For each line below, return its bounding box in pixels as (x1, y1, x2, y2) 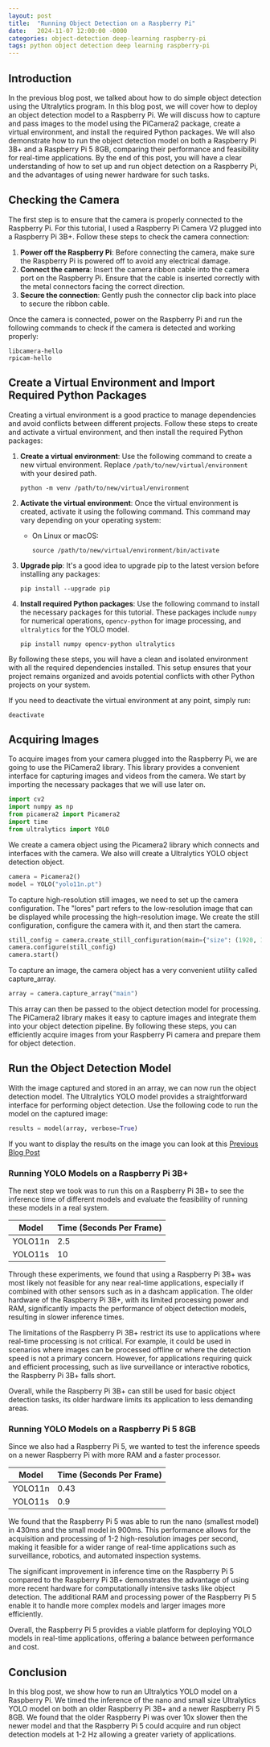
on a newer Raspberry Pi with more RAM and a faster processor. (8, 1451, 221, 1460)
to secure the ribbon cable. (19, 299, 110, 308)
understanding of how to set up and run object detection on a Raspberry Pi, (8, 161, 259, 171)
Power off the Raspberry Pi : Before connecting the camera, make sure (19, 247, 256, 257)
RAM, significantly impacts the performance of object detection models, (8, 1303, 247, 1313)
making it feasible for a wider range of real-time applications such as (8, 1542, 236, 1552)
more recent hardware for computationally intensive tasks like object (8, 1583, 235, 1593)
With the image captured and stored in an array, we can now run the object (8, 1083, 257, 1092)
